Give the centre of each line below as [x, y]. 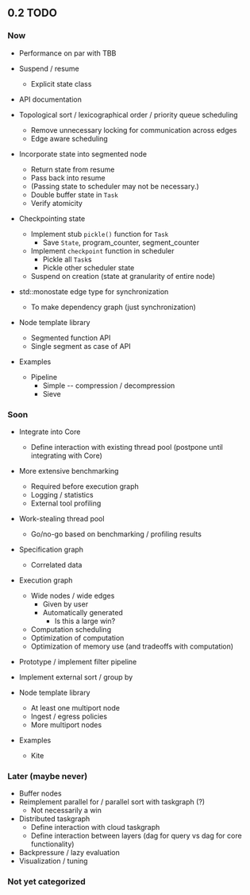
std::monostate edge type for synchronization [94, 291]
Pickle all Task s [67, 259]
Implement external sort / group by [76, 677]
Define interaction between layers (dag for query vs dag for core [137, 836]
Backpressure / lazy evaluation [69, 853]
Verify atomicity [56, 203]
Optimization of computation [77, 637]
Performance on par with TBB [67, 53]
